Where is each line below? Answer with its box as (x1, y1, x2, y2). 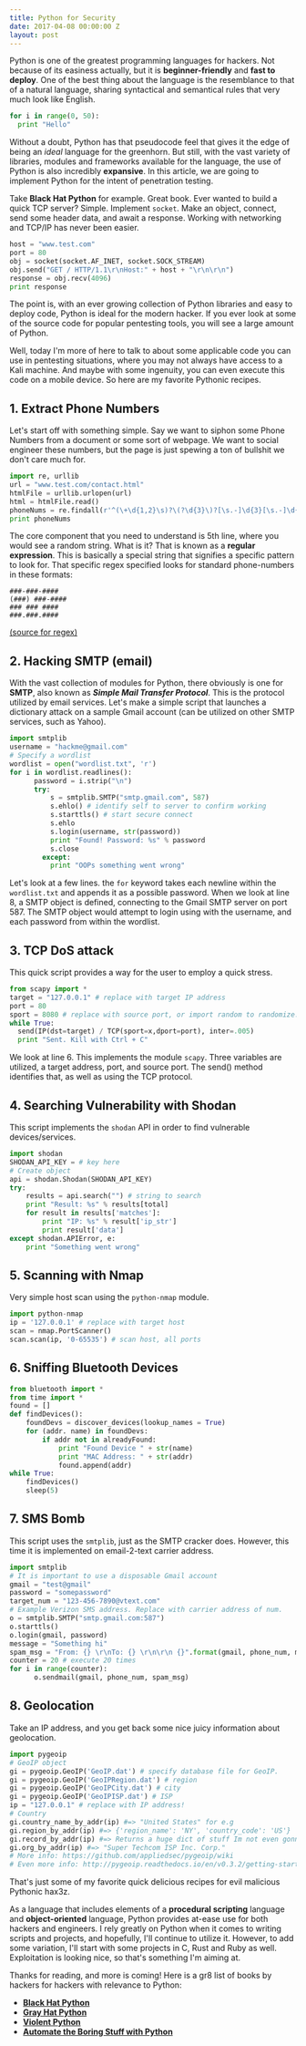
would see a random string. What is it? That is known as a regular (9, 540, 256, 552)
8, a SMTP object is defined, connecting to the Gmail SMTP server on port (9, 897, 288, 908)
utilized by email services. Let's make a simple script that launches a (9, 697, 267, 708)
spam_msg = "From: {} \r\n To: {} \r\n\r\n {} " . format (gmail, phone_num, (9, 1648, 291, 1657)
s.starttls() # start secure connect (49, 811, 194, 820)
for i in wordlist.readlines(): (9, 768, 132, 777)
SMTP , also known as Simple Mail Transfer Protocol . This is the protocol (9, 687, 285, 698)
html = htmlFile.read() (9, 497, 100, 506)
